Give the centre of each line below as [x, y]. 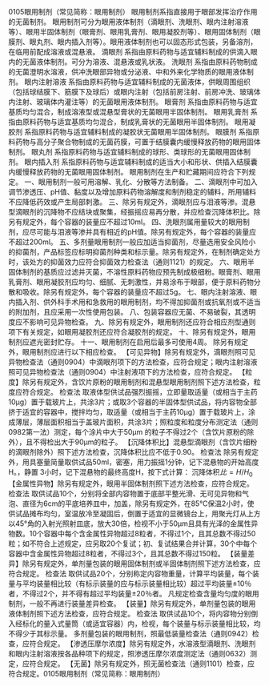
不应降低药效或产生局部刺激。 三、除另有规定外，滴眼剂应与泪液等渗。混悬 [132, 202]
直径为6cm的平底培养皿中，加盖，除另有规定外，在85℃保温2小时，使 [138, 503]
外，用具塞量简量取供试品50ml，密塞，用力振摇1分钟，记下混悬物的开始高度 [134, 462]
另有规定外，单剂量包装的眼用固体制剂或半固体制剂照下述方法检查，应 [145, 564]
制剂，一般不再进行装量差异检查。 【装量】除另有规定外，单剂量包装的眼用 [132, 604]
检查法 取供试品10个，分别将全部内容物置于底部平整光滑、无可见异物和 [125, 493]
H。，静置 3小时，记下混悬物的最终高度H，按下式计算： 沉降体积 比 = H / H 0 [131, 473]
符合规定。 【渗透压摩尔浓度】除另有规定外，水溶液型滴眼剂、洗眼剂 [143, 644]
